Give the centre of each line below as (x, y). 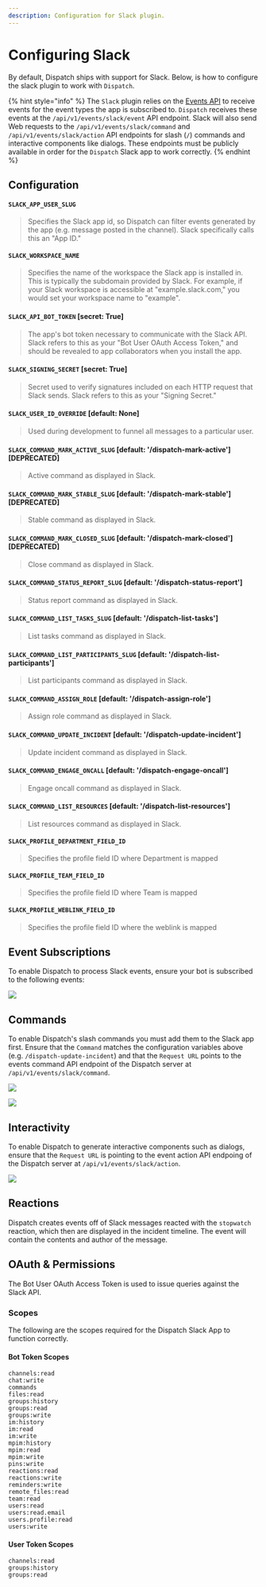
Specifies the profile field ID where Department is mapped (123, 858)
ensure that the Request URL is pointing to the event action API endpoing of (130, 1155)
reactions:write (35, 1478)
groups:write (30, 1416)
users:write (28, 1527)
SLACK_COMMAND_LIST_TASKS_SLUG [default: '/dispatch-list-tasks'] (113, 618)
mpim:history (30, 1443)
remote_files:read (39, 1492)
